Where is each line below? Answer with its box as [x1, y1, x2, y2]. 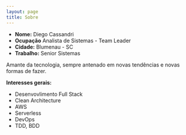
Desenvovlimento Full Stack [14, 90, 83, 98]
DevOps [14, 115, 35, 123]
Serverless [14, 109, 42, 117]
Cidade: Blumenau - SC [14, 43, 73, 51]
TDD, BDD [14, 122, 40, 129]
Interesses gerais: [6, 79, 52, 86]
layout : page [6, 8, 39, 15]
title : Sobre [6, 14, 39, 20]
